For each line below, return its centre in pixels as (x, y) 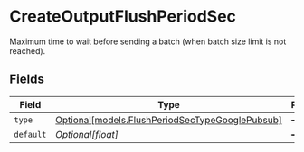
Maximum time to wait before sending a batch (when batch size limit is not (148, 41)
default (30, 134)
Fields (27, 80)
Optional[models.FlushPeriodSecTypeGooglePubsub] (169, 120)
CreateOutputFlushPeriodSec (123, 17)
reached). (28, 50)
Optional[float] (87, 134)
